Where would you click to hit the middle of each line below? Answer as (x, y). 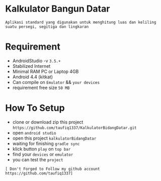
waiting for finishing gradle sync (46, 143)
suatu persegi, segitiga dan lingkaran (47, 27)
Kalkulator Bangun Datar (58, 9)
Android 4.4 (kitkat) (33, 77)
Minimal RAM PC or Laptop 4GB (46, 71)
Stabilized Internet (31, 66)
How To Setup (35, 108)
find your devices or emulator (43, 154)
